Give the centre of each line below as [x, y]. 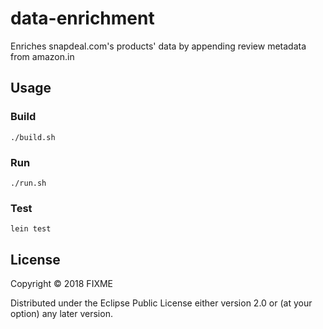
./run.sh [28, 183]
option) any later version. [61, 314]
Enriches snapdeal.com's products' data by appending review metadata [158, 46]
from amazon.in [42, 56]
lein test [31, 229]
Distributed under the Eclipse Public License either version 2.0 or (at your [161, 303]
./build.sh [33, 137]
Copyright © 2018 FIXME [62, 284]
